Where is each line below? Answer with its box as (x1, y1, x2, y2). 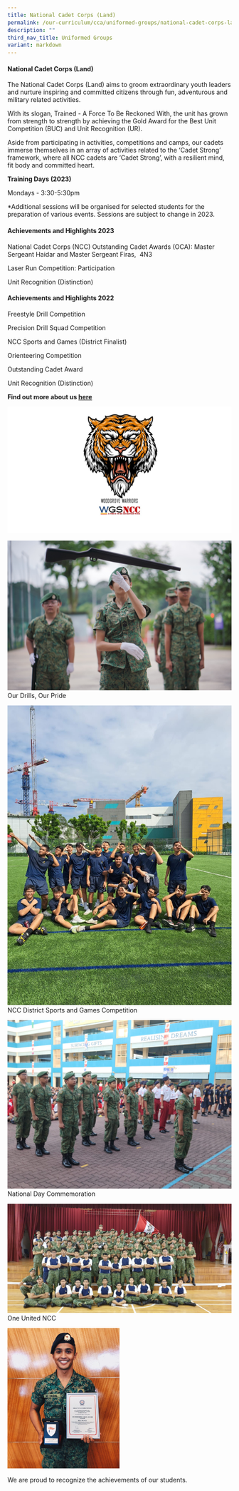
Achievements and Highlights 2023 (7, 226, 115, 235)
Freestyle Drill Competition (7, 309, 85, 318)
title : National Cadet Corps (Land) (7, 11, 116, 19)
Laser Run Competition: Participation (7, 264, 115, 272)
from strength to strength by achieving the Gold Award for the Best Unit (7, 117, 217, 125)
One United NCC (7, 1313, 57, 1322)
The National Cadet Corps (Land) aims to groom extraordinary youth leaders (7, 81, 231, 89)
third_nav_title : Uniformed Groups (7, 34, 113, 41)
